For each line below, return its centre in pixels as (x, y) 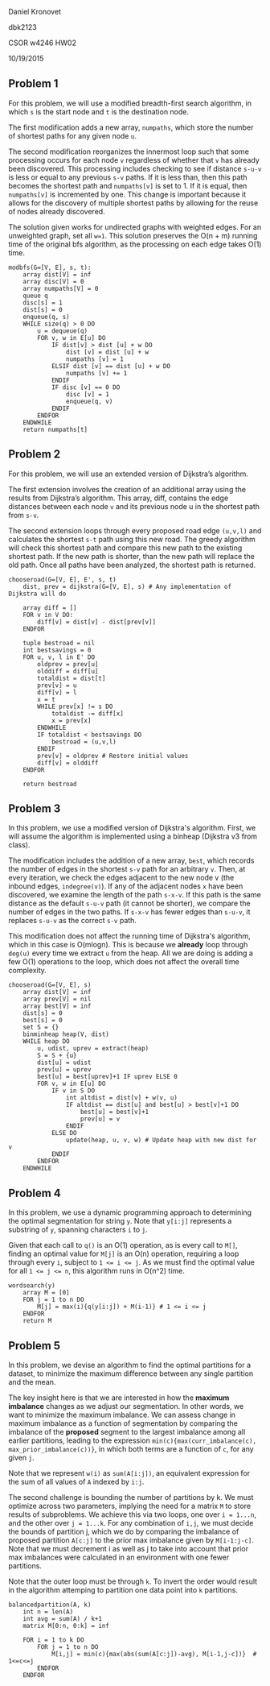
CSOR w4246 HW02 (42, 43)
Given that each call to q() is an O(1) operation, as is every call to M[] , (123, 1245)
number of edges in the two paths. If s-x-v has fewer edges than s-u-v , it (129, 912)
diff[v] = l (57, 692)
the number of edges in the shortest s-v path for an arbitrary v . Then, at (127, 869)
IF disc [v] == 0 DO (86, 387)
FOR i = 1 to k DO (53, 1640)
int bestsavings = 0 (57, 650)
